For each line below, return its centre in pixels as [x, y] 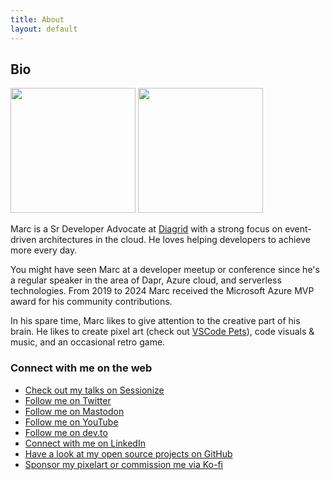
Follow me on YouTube [71, 422]
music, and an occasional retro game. [88, 342]
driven [23, 240]
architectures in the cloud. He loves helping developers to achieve [175, 240]
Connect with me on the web [81, 368]
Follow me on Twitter [68, 400]
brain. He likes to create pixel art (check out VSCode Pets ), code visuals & [162, 332]
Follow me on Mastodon [74, 411]
